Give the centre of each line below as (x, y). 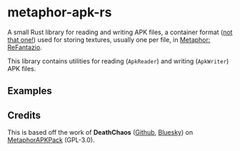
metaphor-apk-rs (60, 12)
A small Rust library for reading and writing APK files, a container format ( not (120, 32)
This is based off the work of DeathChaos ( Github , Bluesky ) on (100, 132)
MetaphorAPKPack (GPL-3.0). (51, 140)
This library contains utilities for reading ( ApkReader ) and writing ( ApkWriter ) (118, 61)
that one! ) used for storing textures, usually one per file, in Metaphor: (109, 39)
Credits (24, 115)
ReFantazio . (25, 47)
